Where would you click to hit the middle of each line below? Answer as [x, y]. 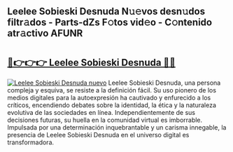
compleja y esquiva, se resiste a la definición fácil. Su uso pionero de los [112, 90]
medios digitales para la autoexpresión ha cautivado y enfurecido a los [109, 98]
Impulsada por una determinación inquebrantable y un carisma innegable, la [117, 127]
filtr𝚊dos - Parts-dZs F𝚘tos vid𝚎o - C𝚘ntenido [110, 23]
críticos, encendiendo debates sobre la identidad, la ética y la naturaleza [112, 105]
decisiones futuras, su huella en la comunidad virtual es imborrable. [105, 120]
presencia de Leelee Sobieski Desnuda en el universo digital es [98, 135]
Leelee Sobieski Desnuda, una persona [164, 83]
